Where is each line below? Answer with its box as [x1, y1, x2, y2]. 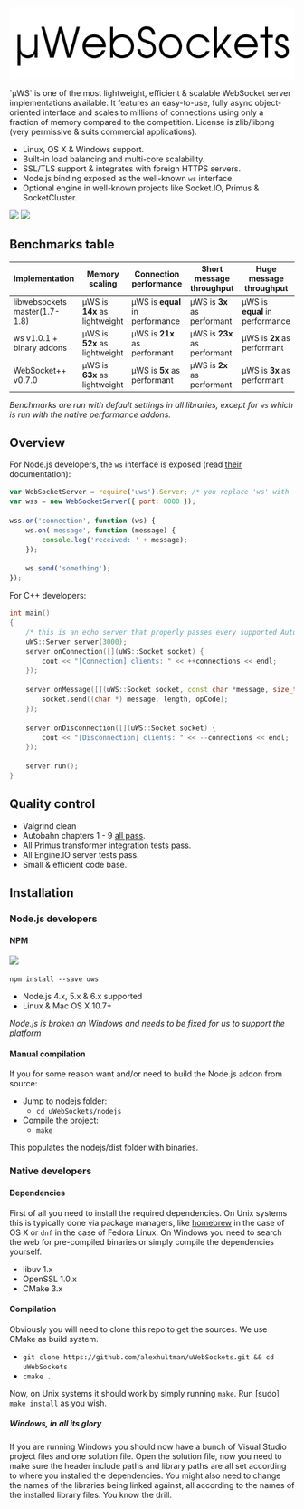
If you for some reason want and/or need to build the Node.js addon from [9, 1068, 283, 1079]
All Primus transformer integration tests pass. [22, 840, 192, 851]
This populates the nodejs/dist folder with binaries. [9, 1142, 199, 1154]
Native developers [9, 1164, 92, 1177]
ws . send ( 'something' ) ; [25, 564, 111, 573]
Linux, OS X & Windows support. [22, 144, 145, 154]
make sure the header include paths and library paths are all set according [9, 1460, 287, 1471]
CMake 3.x [22, 1282, 63, 1294]
